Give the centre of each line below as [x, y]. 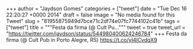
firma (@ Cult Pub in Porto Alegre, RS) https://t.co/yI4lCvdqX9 [82, 40]
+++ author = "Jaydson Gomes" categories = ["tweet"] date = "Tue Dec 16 [97, 9]
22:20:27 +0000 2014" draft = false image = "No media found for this [91, 15]
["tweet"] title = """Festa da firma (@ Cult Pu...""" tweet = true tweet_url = [96, 27]
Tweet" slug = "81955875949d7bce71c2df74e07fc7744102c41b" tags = [93, 21]
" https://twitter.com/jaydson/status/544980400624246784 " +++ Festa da [97, 34]
